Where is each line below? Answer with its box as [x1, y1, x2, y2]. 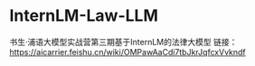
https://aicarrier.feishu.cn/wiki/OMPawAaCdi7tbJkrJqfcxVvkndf [9, 46, 246, 57]
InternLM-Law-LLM [9, 5, 158, 26]
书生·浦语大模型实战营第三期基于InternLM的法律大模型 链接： [9, 36, 238, 47]
